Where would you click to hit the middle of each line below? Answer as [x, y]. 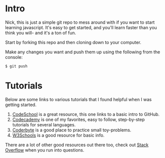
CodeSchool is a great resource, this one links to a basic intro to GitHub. [86, 114]
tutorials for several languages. [44, 124]
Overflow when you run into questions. [45, 150]
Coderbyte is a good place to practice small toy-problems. [72, 130]
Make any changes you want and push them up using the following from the [82, 52]
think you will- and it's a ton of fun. [41, 33]
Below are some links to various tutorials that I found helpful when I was [79, 99]
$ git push [16, 66]
